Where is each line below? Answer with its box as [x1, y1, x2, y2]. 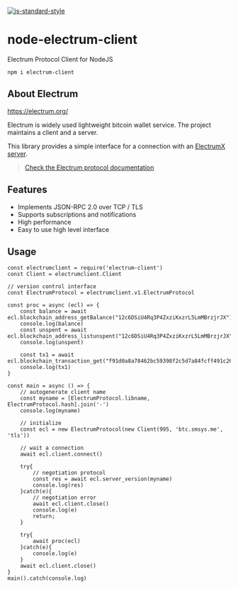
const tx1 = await [20, 351, 74, 358]
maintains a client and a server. [7, 128, 98, 136]
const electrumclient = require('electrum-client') [7, 265, 163, 272]
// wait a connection [20, 444, 84, 452]
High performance [17, 217, 72, 226]
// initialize [20, 419, 62, 427]
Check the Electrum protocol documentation [24, 163, 154, 172]
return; [33, 513, 55, 520]
